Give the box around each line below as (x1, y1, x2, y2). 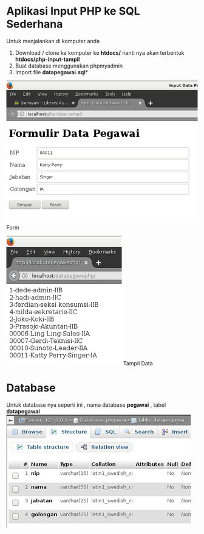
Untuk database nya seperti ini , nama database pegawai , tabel (6, 401, 166, 409)
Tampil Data (123, 359, 153, 367)
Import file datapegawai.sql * (15, 68, 89, 76)
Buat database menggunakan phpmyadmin (15, 62, 123, 69)
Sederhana (6, 17, 63, 31)
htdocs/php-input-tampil (15, 55, 80, 63)
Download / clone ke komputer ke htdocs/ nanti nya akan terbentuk (15, 49, 185, 56)
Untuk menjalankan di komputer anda (6, 37, 100, 44)
